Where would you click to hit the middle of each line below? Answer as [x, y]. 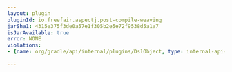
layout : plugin [29, 13]
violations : [24, 45]
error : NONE [24, 39]
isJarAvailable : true [38, 33]
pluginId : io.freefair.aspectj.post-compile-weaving [85, 20]
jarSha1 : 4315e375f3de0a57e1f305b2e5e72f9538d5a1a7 [83, 26]
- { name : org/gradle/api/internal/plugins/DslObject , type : [96, 52]
